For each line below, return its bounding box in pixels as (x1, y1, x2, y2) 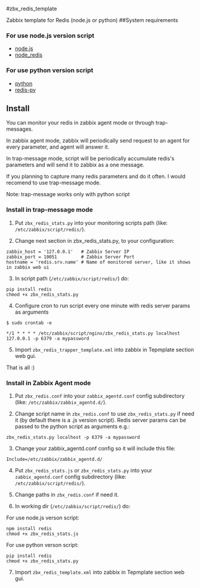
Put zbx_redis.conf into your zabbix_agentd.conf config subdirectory (14, 392, 185, 399)
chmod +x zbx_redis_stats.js (6, 531, 79, 537)
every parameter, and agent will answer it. (6, 143, 109, 151)
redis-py (14, 86, 36, 93)
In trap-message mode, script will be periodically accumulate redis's (6, 155, 175, 162)
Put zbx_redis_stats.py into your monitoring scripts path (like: (14, 219, 168, 226)
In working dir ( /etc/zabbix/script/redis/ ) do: (14, 503, 131, 509)
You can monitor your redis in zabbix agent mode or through (6, 119, 155, 126)
